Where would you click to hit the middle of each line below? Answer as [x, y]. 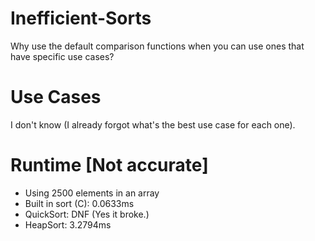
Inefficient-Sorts [81, 18]
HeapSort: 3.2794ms [68, 224]
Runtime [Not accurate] [109, 165]
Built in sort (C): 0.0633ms [79, 203]
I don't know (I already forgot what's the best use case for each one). [153, 124]
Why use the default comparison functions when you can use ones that [157, 46]
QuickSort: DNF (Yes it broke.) [87, 214]
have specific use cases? [62, 56]
